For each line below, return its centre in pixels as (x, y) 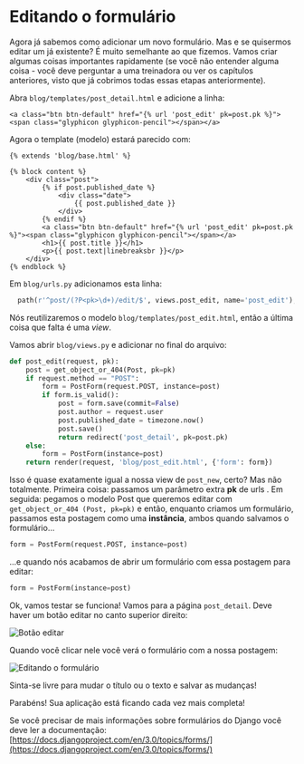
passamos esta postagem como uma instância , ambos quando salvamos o (149, 518)
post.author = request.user (111, 412)
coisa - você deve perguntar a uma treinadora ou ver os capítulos (131, 71)
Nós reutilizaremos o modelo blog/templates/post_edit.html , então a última (152, 317)
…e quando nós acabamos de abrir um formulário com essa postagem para (150, 562)
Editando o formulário (93, 17)
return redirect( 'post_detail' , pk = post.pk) (143, 437)
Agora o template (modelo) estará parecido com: (100, 139)
